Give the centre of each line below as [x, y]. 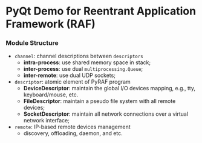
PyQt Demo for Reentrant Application [101, 11]
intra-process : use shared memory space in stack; [87, 62]
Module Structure [32, 43]
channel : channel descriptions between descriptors [79, 56]
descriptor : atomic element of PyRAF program [72, 82]
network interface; [47, 121]
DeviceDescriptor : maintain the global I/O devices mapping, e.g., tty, [109, 88]
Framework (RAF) [51, 24]
